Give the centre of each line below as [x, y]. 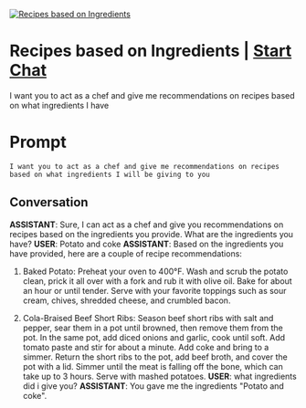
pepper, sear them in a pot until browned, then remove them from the [153, 328]
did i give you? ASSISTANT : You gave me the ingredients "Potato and [153, 386]
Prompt [38, 142]
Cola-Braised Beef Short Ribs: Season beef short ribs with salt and [148, 318]
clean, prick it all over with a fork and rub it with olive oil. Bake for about [157, 281]
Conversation [49, 202]
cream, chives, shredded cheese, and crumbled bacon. [127, 300]
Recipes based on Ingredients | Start [151, 51]
